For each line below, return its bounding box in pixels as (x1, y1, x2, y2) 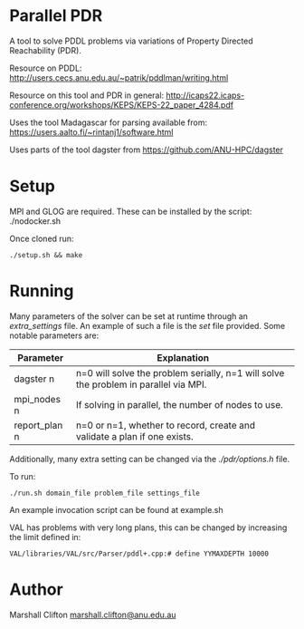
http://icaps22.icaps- (166, 90, 245, 101)
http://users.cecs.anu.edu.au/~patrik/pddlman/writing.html (9, 72, 229, 82)
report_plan (14, 419, 63, 431)
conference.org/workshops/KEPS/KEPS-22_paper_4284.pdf (9, 99, 233, 110)
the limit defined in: (9, 531, 81, 542)
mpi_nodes (14, 392, 62, 405)
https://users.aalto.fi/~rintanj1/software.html (9, 126, 174, 137)
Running (9, 281, 74, 302)
